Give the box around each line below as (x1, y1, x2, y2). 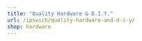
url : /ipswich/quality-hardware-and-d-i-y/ (7, 17, 136, 24)
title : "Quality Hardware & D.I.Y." (7, 10, 113, 17)
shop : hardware (7, 23, 52, 30)
